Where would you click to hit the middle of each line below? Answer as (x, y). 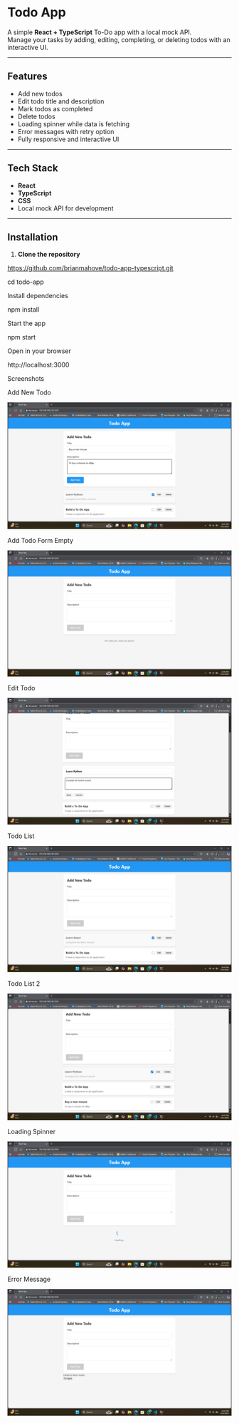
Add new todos (40, 93)
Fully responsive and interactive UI (68, 139)
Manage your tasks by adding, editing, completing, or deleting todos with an (119, 39)
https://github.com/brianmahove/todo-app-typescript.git (90, 268)
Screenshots (26, 379)
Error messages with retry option (66, 131)
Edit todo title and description (61, 101)
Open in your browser (39, 351)
